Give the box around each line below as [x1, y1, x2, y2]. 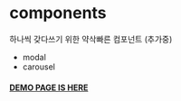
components [9, 3, 107, 23]
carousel [22, 61, 56, 72]
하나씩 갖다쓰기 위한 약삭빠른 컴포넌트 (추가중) [9, 33, 173, 44]
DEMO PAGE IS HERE [9, 82, 89, 93]
